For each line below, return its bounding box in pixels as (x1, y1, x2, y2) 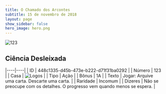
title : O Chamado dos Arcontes (5, 7, 70, 12)
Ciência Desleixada (5, 54, 66, 62)
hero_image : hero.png (5, 26, 50, 31)
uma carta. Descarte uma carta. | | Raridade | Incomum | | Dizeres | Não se (5, 78, 159, 84)
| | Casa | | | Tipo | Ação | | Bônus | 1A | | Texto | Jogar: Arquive (5, 72, 154, 78)
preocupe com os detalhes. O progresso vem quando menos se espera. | (5, 83, 156, 89)
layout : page (5, 16, 32, 21)
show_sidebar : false (5, 21, 48, 26)
